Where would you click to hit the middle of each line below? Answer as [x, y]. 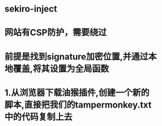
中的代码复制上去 [39, 117]
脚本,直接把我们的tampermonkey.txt [78, 105]
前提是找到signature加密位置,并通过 [76, 56]
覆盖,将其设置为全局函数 [61, 69]
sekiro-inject [31, 9]
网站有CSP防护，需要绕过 [56, 33]
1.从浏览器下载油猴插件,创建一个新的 [77, 93]
